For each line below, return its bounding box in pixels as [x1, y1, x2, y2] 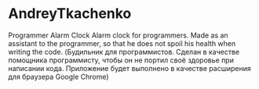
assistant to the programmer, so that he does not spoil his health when [8, 38, 236, 48]
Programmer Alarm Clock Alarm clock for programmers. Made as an [8, 30, 229, 40]
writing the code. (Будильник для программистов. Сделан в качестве [8, 47, 240, 56]
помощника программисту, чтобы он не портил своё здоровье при [8, 55, 234, 65]
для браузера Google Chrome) [8, 72, 109, 81]
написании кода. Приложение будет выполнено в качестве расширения [8, 63, 251, 73]
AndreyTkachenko [8, 5, 132, 23]
